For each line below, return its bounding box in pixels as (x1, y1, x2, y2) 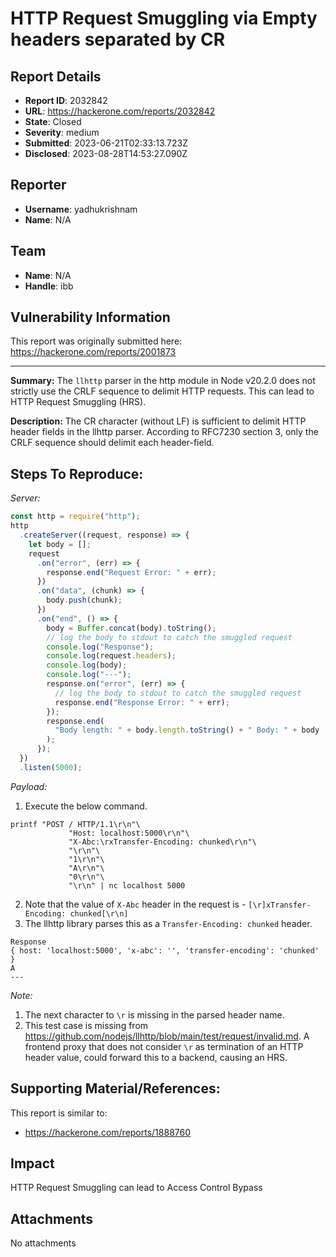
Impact (10, 1155, 55, 1172)
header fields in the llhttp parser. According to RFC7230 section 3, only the (10, 426, 319, 438)
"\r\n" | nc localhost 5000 (68, 880, 186, 891)
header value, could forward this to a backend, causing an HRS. (24, 1051, 288, 1063)
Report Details (10, 68, 102, 85)
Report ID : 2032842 (24, 95, 108, 106)
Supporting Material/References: (10, 1080, 221, 1097)
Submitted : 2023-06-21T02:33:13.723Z (24, 137, 188, 149)
